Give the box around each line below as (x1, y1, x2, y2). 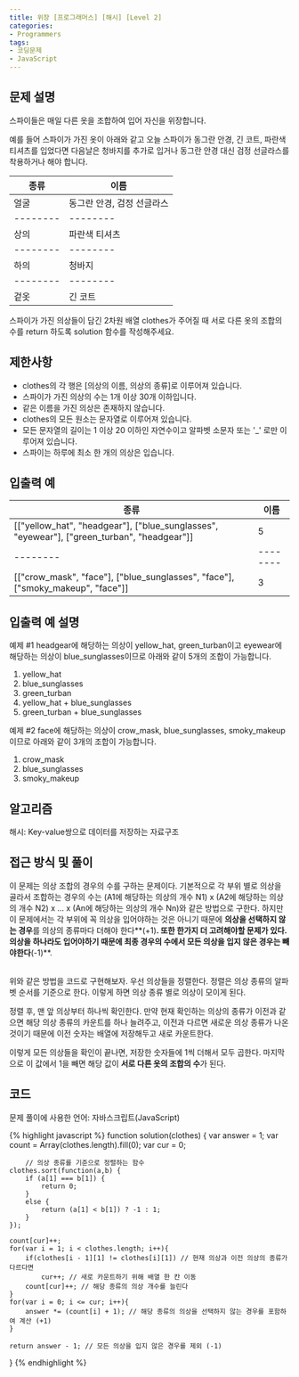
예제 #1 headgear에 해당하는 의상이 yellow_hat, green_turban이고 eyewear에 (9, 640, 283, 651)
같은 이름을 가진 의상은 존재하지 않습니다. (21, 402, 166, 413)
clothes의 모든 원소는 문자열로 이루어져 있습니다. (21, 414, 192, 424)
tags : (9, 37, 29, 47)
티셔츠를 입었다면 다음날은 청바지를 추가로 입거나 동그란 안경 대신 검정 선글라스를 (9, 144, 290, 156)
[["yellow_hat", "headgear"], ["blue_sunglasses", (13, 520, 219, 532)
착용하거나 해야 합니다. (9, 156, 88, 167)
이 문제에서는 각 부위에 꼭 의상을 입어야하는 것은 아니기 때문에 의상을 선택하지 (9, 914, 278, 924)
